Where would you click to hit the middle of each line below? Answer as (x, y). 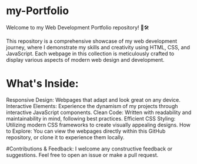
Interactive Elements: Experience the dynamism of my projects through (92, 106)
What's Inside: (42, 84)
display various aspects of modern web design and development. (85, 59)
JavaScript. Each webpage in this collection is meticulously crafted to (90, 53)
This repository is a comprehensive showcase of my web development (92, 41)
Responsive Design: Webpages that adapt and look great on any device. (94, 100)
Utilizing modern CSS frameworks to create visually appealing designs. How (98, 125)
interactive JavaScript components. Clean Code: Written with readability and (99, 112)
